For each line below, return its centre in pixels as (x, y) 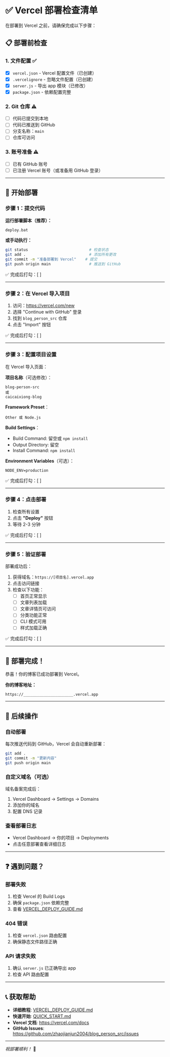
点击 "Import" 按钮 (32, 325)
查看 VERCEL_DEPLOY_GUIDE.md (48, 909)
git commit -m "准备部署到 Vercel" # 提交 (51, 259)
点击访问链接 (26, 584)
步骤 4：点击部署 (26, 499)
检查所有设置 (26, 512)
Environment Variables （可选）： (40, 461)
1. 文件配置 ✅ (21, 61)
